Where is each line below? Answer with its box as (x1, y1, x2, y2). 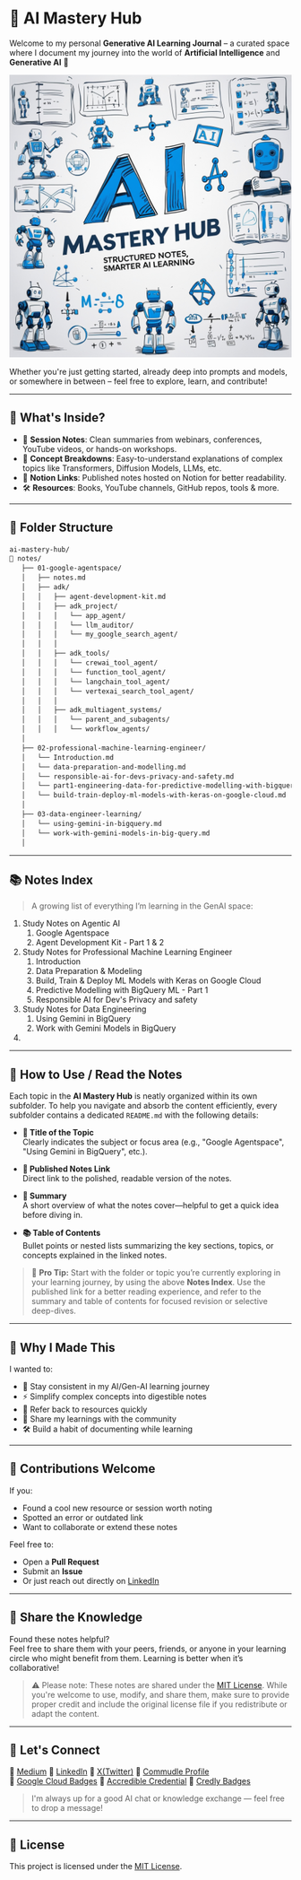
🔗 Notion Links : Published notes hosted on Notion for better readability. (21, 472, 287, 483)
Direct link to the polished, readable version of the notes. (21, 1173, 232, 1184)
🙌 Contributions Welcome (9, 1461, 156, 1476)
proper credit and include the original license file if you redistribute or (30, 1699, 288, 1710)
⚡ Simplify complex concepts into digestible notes (21, 1391, 208, 1402)
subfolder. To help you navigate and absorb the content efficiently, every (9, 1101, 278, 1111)
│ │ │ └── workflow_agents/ (21, 725, 150, 734)
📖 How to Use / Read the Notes (9, 1066, 183, 1082)
